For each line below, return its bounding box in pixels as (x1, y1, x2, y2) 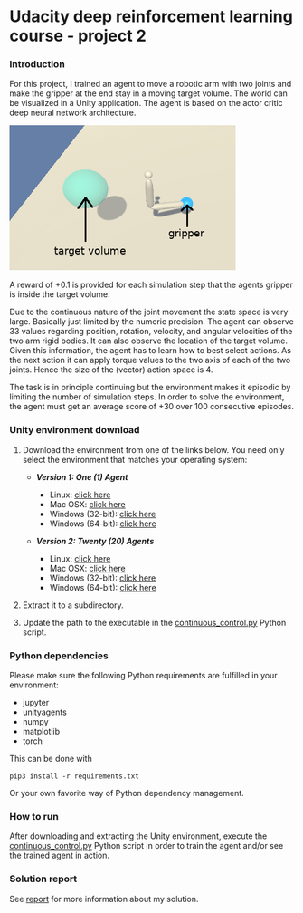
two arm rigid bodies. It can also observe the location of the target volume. (9, 335, 288, 346)
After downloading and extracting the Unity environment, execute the (9, 831, 268, 841)
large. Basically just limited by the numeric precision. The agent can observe (9, 316, 294, 327)
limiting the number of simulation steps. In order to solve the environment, (9, 391, 285, 402)
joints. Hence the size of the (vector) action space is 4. (9, 364, 213, 375)
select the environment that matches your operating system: (22, 454, 248, 465)
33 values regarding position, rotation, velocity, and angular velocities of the (9, 326, 293, 337)
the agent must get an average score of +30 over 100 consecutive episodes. (9, 401, 294, 412)
